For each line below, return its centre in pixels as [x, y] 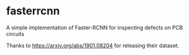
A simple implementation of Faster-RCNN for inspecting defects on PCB [95, 27]
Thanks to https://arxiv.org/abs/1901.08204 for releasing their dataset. [93, 45]
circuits [15, 33]
